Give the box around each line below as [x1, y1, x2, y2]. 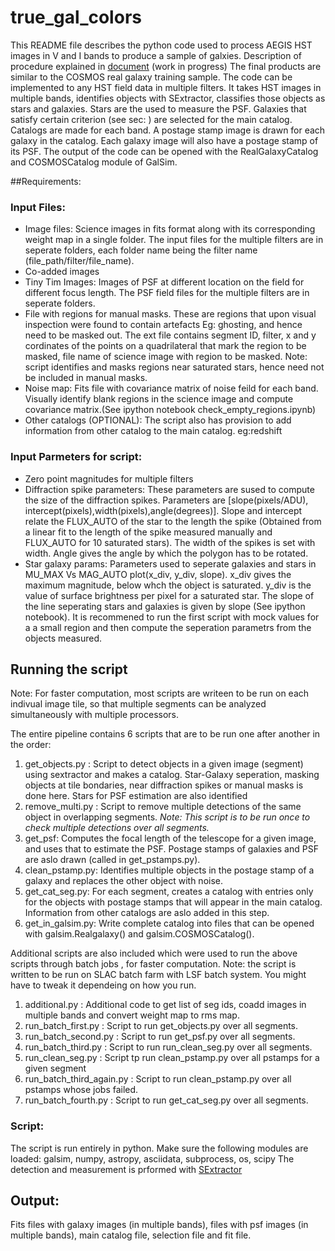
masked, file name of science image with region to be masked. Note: [24, 351, 308, 363]
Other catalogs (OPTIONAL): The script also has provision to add [24, 414, 292, 426]
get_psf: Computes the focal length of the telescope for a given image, [24, 832, 317, 845]
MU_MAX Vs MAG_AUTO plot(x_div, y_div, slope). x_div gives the [24, 568, 292, 580]
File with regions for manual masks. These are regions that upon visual [24, 308, 317, 320]
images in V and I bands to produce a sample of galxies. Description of [10, 49, 303, 61]
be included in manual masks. [24, 372, 148, 384]
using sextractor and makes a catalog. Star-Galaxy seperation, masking [24, 769, 320, 781]
